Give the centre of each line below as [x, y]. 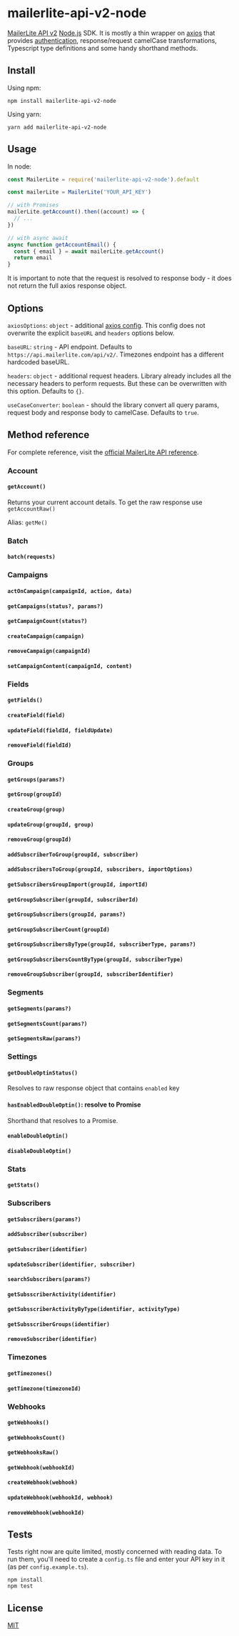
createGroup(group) [36, 809]
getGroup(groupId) [35, 794]
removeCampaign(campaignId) [49, 652]
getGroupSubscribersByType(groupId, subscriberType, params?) [102, 944]
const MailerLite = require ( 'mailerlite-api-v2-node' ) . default [103, 179]
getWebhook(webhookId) [41, 1467]
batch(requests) [31, 557]
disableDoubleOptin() [40, 1151]
